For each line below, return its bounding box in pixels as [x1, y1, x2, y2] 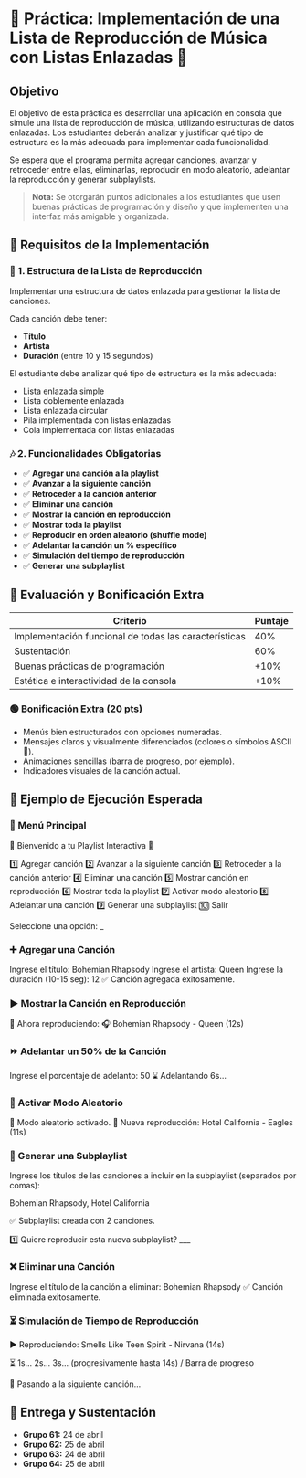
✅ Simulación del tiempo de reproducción [22, 550, 185, 561]
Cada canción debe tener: [9, 312, 108, 323]
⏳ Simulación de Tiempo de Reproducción [9, 1314, 199, 1327]
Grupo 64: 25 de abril [22, 1458, 105, 1469]
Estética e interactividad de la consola [14, 674, 177, 687]
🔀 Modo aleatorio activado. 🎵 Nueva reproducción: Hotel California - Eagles [9, 1116, 294, 1127]
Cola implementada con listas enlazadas [22, 424, 175, 435]
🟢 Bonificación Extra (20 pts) [9, 702, 143, 715]
